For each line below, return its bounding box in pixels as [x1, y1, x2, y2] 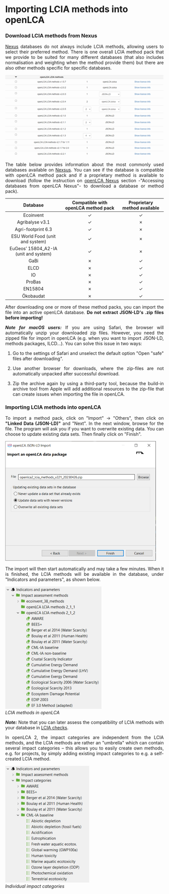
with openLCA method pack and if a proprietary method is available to [5, 172, 164, 178]
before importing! [5, 315, 43, 321]
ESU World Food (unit [11, 233, 56, 239]
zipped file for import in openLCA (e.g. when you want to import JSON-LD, [5, 335, 164, 341]
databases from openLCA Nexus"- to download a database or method [5, 183, 164, 189]
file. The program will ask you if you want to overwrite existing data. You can [5, 426, 164, 432]
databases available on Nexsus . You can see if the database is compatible [5, 167, 164, 173]
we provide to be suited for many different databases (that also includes [5, 54, 164, 60]
